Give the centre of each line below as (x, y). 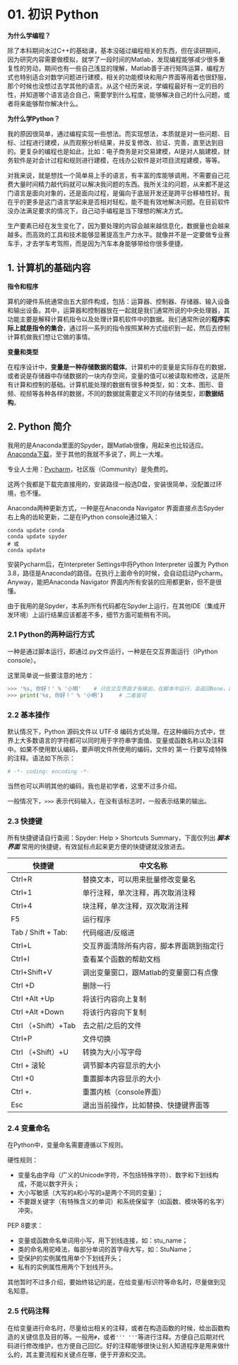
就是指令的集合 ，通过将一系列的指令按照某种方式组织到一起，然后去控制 (125, 328)
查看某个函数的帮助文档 (121, 959)
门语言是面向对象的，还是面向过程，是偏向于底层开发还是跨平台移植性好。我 (119, 193)
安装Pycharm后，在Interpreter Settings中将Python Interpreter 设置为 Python (118, 564)
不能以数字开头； (55, 1184)
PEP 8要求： (25, 1226)
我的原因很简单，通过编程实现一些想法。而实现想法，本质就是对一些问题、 (115, 133)
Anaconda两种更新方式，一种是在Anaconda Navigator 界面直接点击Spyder (116, 508)
